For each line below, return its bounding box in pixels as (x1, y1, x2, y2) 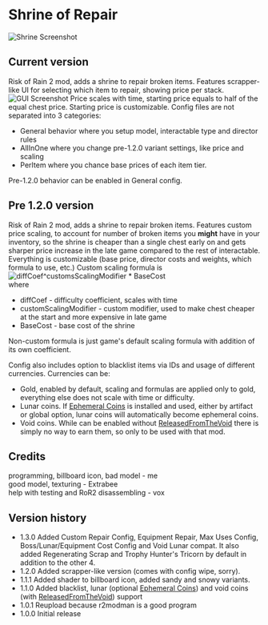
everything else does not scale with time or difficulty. (19, 392, 195, 402)
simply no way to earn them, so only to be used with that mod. (19, 427, 226, 436)
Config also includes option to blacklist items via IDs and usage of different (8, 360, 255, 370)
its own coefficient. (8, 344, 72, 354)
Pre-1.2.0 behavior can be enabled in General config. (8, 175, 182, 185)
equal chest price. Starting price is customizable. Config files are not (8, 102, 234, 111)
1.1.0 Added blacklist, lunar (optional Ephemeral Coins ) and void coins (19, 583, 249, 593)
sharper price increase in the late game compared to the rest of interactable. (8, 246, 261, 255)
